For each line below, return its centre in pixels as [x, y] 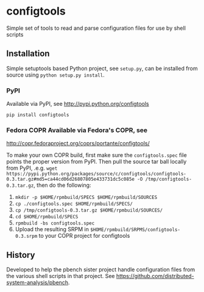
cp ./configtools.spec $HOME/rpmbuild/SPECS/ [74, 204]
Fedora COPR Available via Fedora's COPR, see [77, 130]
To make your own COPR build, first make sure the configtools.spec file [97, 155]
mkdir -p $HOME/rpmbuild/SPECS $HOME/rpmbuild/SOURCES [86, 198]
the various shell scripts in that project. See [61, 276]
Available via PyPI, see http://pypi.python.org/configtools [78, 104]
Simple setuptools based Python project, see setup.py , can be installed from [102, 68]
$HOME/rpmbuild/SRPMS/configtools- [135, 230]
